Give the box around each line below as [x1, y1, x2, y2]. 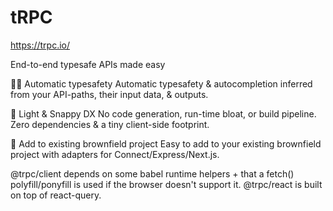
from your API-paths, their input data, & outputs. [10, 88, 209, 100]
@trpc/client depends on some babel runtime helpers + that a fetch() [10, 167, 295, 180]
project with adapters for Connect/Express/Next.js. [10, 148, 220, 160]
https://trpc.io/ [10, 39, 71, 51]
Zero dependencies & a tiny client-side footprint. [10, 118, 210, 130]
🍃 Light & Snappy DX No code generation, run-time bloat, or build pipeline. [10, 107, 317, 120]
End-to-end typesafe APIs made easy [10, 58, 166, 70]
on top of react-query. [10, 189, 102, 201]
